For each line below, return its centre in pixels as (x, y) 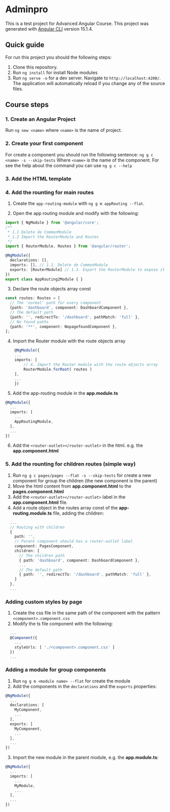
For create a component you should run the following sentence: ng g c (79, 154)
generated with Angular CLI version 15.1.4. (49, 29)
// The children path (42, 556)
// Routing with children (37, 527)
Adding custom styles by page (44, 602)
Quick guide (25, 45)
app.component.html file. (40, 502)
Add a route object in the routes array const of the (65, 507)
